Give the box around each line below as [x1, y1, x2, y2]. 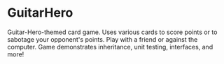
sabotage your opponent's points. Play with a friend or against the [7, 35, 198, 43]
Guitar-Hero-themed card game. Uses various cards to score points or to [7, 28, 218, 36]
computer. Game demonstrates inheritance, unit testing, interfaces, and [7, 42, 213, 51]
